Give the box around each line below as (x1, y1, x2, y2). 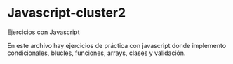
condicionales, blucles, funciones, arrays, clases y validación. (7, 49, 186, 57)
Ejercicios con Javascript (7, 28, 80, 36)
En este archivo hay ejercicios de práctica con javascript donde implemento (7, 41, 227, 49)
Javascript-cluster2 (7, 5, 126, 21)
